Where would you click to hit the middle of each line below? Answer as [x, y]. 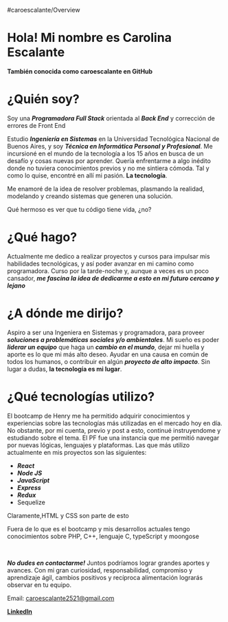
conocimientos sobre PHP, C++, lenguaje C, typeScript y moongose [103, 536]
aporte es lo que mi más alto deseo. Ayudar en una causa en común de [107, 354]
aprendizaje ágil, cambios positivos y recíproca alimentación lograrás [105, 577]
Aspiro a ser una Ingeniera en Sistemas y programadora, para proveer [106, 332]
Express [29, 487]
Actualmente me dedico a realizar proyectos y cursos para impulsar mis [109, 256]
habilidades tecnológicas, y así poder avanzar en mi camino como [101, 264]
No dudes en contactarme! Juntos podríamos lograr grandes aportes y [109, 563]
